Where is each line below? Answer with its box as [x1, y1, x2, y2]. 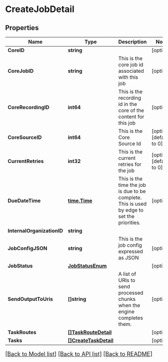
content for [118, 113, 144, 120]
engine [118, 308, 135, 315]
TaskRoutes [7, 329, 36, 335]
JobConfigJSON [7, 245, 47, 252]
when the [118, 302, 140, 309]
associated [118, 68, 144, 74]
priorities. [118, 219, 141, 226]
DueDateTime [7, 197, 41, 204]
